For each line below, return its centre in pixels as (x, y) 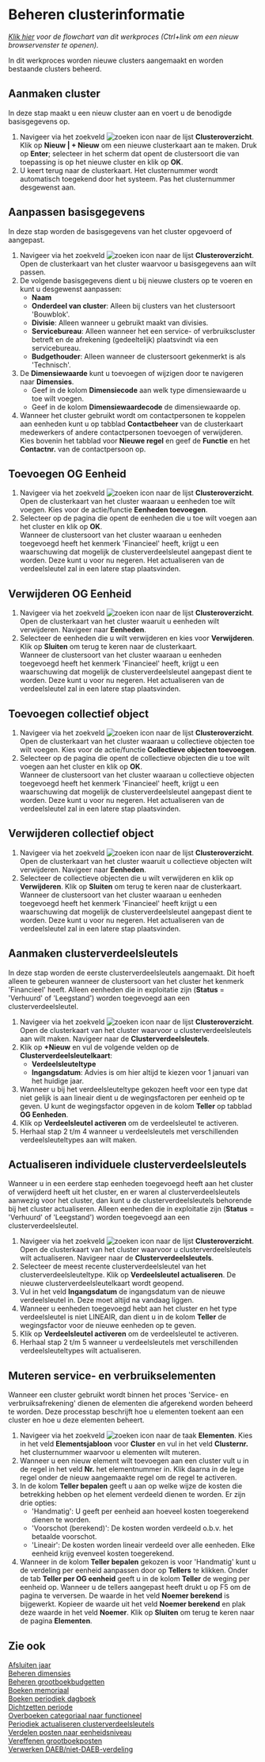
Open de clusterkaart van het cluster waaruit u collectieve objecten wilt (136, 861)
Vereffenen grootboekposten (55, 1741)
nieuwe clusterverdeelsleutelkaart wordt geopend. (102, 1284)
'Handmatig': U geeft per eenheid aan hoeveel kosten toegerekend (140, 1511)
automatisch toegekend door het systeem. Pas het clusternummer (127, 179)
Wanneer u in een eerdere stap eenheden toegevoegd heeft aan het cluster (131, 1184)
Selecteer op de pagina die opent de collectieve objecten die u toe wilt (134, 758)
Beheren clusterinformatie (97, 15)
